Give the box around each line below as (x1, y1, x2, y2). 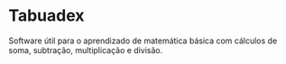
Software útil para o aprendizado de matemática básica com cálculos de (8, 35, 278, 46)
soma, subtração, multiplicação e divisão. (8, 44, 163, 55)
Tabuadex (8, 5, 85, 26)
